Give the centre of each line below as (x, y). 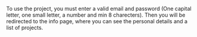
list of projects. (25, 27)
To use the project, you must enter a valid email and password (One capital (99, 9)
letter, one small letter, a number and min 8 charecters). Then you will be (96, 15)
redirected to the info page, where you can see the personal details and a (97, 21)
